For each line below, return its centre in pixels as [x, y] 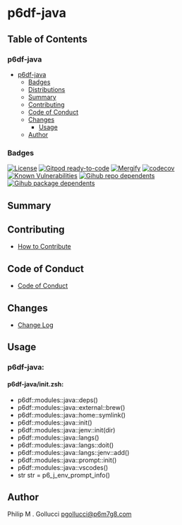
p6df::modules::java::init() [55, 423]
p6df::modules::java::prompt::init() [67, 460]
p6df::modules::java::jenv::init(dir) [66, 430]
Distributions [47, 89]
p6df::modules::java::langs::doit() [66, 445]
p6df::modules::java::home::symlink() [71, 415]
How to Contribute [44, 247]
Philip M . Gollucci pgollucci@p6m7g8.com [69, 514]
